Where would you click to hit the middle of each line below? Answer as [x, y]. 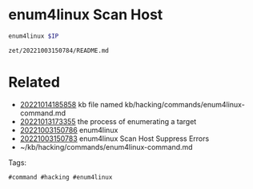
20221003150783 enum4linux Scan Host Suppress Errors [114, 139]
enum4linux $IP [34, 36]
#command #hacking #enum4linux [60, 177]
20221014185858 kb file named [71, 104]
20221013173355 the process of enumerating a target [108, 121]
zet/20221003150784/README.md [59, 50]
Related [34, 82]
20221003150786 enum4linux [69, 130]
